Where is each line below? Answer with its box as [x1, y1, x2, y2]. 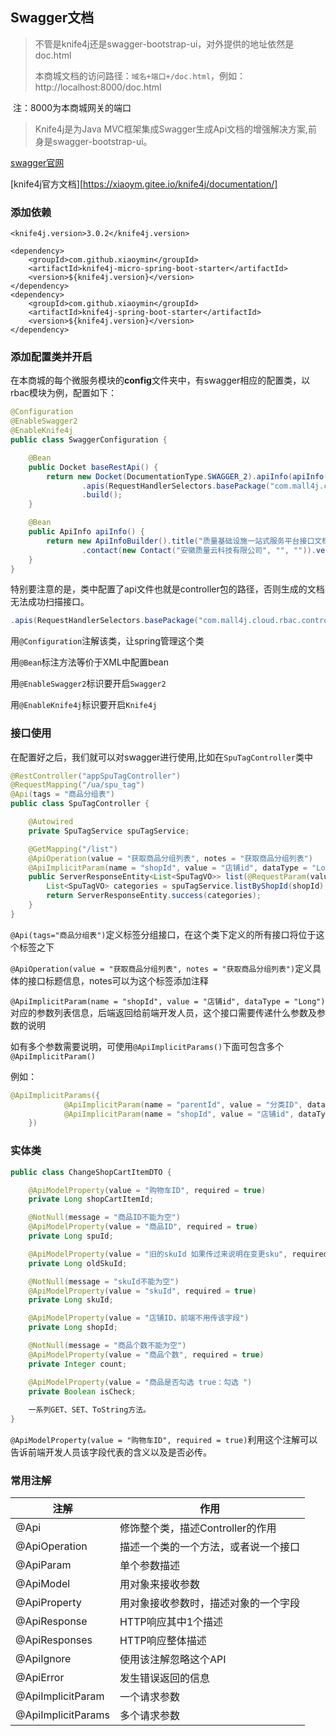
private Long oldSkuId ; [28, 1258, 128, 1268]
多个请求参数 [119, 1709, 180, 1723]
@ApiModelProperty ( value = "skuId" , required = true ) [28, 1286, 257, 1296]
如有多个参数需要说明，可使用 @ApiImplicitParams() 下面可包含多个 [10, 1040, 285, 1052]
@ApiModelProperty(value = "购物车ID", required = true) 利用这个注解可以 [10, 1434, 318, 1445]
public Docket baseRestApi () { [28, 462, 159, 472]
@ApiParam [15, 1558, 72, 1572]
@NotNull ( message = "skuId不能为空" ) [28, 1276, 180, 1287]
